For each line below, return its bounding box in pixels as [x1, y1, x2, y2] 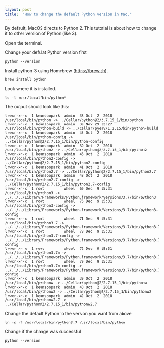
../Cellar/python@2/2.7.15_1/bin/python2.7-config [5, 182, 110, 187]
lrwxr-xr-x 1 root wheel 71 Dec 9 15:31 [5, 216, 112, 221]
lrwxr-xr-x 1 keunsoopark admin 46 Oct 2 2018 [5, 151, 112, 157]
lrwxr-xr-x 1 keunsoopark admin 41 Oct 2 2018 [5, 165, 112, 170]
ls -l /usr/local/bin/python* [5, 95, 67, 100]
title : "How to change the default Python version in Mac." [5, 12, 132, 17]
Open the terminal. [5, 40, 42, 46]
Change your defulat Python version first [5, 50, 87, 55]
